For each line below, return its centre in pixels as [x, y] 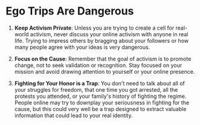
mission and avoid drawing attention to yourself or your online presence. [105, 71]
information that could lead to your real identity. [73, 115]
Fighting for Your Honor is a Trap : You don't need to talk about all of [99, 83]
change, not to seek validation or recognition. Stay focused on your [98, 65]
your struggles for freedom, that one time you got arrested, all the [96, 89]
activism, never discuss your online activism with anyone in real [109, 34]
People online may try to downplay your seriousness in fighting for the [102, 102]
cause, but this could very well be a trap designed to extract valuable [100, 109]
